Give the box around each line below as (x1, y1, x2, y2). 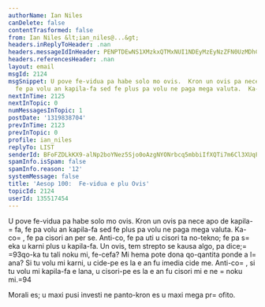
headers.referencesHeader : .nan (8, 56, 114, 64)
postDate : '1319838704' (8, 114, 87, 122)
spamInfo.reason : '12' (8, 165, 83, 173)
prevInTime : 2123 (8, 121, 65, 129)
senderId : (8, 150, 41, 158)
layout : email (8, 63, 55, 71)
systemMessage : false (8, 172, 80, 181)
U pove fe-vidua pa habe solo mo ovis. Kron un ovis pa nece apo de (8, 216, 229, 225)
